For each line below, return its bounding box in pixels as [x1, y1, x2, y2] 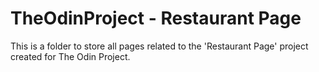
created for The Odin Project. [10, 50, 131, 62]
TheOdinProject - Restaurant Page [10, 7, 302, 30]
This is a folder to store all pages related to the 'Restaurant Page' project [10, 40, 309, 52]
